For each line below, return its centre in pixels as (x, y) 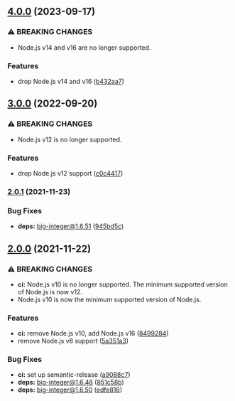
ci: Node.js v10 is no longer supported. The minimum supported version (123, 284)
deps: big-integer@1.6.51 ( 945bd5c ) (71, 226)
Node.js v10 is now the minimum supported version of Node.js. (109, 299)
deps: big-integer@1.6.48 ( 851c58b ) (71, 383)
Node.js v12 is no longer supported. (70, 139)
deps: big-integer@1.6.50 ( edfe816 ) (70, 390)
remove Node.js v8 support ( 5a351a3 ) (73, 341)
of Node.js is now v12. (50, 292)
